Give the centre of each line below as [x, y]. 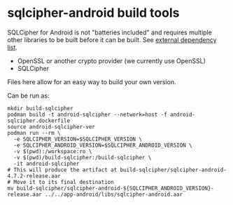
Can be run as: [29, 95]
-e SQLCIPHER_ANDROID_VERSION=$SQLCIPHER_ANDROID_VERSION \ [103, 145]
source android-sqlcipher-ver [51, 127]
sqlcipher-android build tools [93, 13]
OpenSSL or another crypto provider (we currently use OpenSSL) [112, 60]
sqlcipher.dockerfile [39, 121]
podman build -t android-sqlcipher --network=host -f [87, 114]
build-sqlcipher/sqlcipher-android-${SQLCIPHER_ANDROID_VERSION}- [115, 188]
